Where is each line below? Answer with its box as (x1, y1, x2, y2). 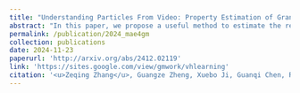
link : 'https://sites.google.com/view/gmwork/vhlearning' (9, 63, 229, 72)
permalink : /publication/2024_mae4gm (9, 29, 150, 38)
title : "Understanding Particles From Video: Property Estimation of (9, 12, 274, 22)
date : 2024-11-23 (9, 46, 74, 55)
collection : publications (9, 37, 105, 47)
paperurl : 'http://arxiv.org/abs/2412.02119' (9, 54, 181, 63)
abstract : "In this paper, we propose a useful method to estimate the (9, 21, 281, 30)
